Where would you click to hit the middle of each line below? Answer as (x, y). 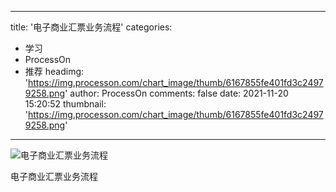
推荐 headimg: (54, 71)
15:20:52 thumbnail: (65, 104)
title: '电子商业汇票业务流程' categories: (91, 27)
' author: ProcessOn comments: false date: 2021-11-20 (176, 93)
